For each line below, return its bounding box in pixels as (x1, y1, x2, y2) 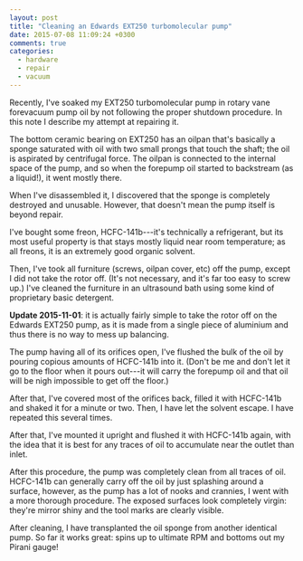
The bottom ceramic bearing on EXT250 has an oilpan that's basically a (9, 133, 276, 145)
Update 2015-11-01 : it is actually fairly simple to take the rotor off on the (9, 309, 278, 320)
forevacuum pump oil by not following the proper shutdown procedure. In (9, 106, 283, 118)
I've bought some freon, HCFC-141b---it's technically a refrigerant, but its (9, 226, 284, 237)
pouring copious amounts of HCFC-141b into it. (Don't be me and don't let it (9, 356, 291, 366)
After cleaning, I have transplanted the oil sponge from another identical (9, 522, 278, 533)
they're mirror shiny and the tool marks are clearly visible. (9, 504, 224, 516)
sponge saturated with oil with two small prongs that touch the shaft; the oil (9, 143, 290, 154)
